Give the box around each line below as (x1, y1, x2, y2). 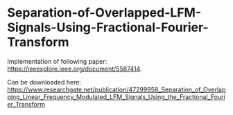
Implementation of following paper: (7, 57, 107, 65)
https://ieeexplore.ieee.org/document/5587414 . (7, 64, 142, 73)
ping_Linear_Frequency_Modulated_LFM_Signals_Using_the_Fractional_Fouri (7, 92, 225, 101)
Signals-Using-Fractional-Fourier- (7, 19, 209, 35)
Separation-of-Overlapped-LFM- (7, 5, 202, 21)
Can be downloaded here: (7, 78, 82, 86)
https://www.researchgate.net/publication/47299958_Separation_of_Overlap (7, 85, 226, 94)
